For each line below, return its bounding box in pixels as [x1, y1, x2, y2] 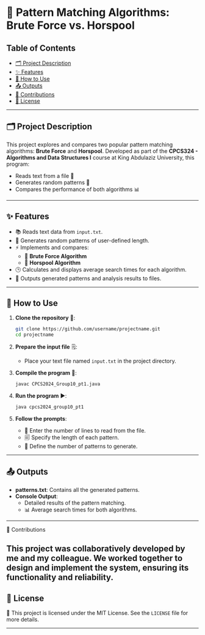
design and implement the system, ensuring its [6, 563, 189, 573]
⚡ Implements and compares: [15, 243, 89, 251]
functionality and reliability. [6, 572, 114, 583]
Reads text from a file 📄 [15, 172, 74, 179]
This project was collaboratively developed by [6, 544, 185, 554]
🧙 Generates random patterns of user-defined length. [15, 237, 149, 244]
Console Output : [15, 492, 58, 500]
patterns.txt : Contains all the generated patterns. [15, 486, 140, 493]
